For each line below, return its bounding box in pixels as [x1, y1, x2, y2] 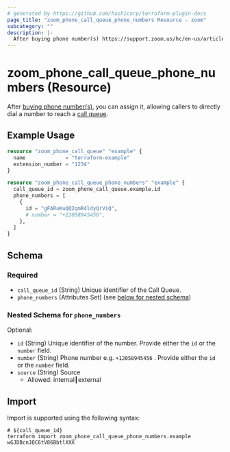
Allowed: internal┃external [27, 376, 101, 384]
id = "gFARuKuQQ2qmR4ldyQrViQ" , [25, 205, 118, 212]
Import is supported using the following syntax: [7, 414, 140, 422]
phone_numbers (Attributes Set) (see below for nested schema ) [16, 293, 192, 301]
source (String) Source [16, 368, 81, 376]
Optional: [7, 326, 33, 334]
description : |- [7, 29, 53, 36]
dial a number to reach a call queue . [7, 110, 108, 118]
